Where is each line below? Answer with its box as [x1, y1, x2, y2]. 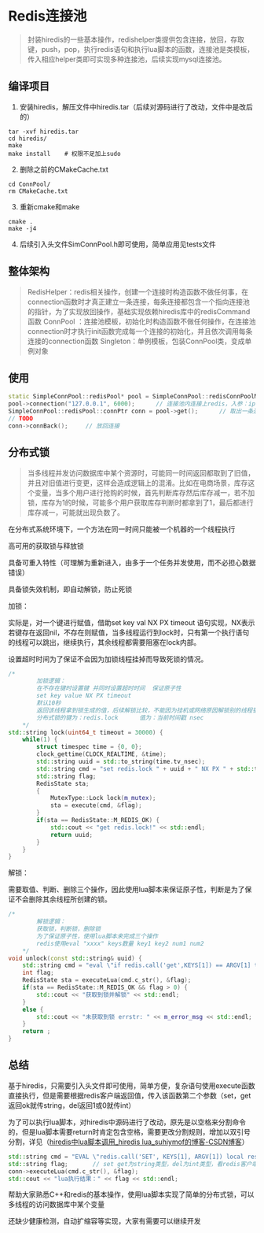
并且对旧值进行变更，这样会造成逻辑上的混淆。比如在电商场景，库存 [27, 478, 248, 487]
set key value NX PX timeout [36, 692, 132, 700]
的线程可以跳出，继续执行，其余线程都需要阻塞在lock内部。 [8, 637, 201, 646]
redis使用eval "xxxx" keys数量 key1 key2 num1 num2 [36, 939, 204, 947]
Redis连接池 [8, 7, 87, 25]
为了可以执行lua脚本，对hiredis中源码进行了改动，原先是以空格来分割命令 [8, 1117, 246, 1127]
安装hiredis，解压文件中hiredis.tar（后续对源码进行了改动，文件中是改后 [19, 102, 254, 111]
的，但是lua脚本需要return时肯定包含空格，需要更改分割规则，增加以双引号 [8, 1127, 251, 1136]
